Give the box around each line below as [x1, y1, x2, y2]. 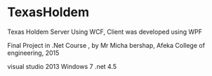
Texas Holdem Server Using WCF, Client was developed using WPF [7, 27, 202, 36]
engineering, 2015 [7, 49, 60, 57]
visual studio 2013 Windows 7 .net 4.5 [7, 62, 117, 70]
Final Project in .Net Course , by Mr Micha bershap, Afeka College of [7, 41, 206, 49]
